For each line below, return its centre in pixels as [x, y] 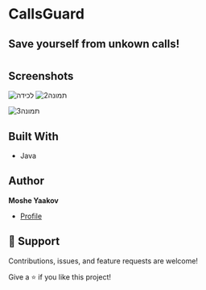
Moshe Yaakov [33, 200]
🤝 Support [34, 241]
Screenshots [41, 76]
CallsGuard [46, 14]
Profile [31, 216]
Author [26, 181]
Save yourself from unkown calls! [94, 44]
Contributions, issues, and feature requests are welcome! [103, 261]
